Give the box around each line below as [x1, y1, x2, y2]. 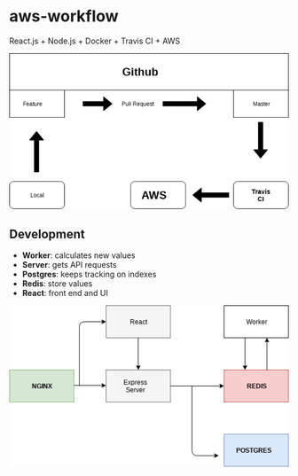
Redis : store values [21, 278, 93, 289]
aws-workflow [9, 6, 119, 27]
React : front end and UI [21, 288, 108, 299]
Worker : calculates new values [21, 250, 136, 261]
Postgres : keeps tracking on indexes [21, 269, 157, 280]
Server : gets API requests [21, 260, 117, 270]
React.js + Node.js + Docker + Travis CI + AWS [9, 35, 181, 46]
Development [9, 226, 86, 241]
